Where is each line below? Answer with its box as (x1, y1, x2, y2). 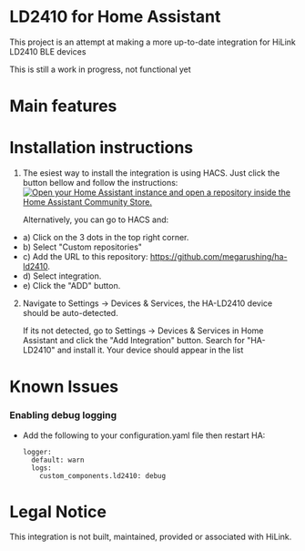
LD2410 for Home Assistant (9, 6, 221, 27)
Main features (9, 96, 117, 117)
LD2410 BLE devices (9, 46, 86, 56)
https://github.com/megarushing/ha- (149, 251, 289, 262)
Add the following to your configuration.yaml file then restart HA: (22, 430, 266, 441)
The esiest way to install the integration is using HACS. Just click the (22, 168, 280, 179)
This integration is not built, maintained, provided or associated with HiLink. (9, 531, 292, 543)
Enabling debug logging (9, 409, 117, 422)
